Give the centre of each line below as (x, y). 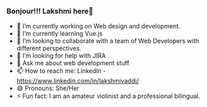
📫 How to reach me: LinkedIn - (61, 71)
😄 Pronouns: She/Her (48, 88)
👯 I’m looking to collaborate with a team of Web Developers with (108, 41)
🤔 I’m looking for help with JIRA (61, 56)
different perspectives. (49, 49)
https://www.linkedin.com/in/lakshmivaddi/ (78, 81)
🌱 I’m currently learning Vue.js (60, 33)
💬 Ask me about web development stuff (73, 63)
